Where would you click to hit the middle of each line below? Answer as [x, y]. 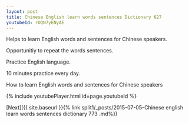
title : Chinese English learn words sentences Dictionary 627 [84, 17]
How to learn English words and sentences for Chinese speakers [84, 85]
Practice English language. [38, 62]
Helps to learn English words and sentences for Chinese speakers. [87, 39]
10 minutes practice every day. [43, 74]
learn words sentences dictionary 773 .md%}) [62, 114]
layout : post [22, 11]
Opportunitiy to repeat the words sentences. [60, 51]
